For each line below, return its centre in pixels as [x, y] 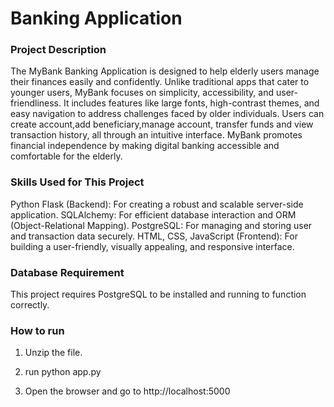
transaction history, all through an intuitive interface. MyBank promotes [156, 135]
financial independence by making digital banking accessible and [145, 146]
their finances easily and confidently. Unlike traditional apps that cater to [160, 82]
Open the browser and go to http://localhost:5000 [127, 391]
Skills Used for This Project [77, 182]
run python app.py [63, 372]
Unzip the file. [53, 353]
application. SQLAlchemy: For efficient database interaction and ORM [153, 214]
